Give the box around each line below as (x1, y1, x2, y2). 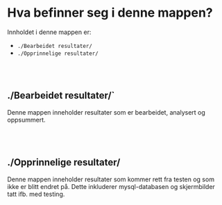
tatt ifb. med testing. (7, 190, 65, 198)
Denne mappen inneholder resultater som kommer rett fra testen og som (7, 175, 215, 183)
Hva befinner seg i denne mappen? (7, 5, 213, 21)
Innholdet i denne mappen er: (7, 28, 92, 36)
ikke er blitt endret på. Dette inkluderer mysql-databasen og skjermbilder (7, 182, 215, 190)
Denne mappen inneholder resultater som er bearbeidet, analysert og (7, 108, 206, 116)
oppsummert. (7, 115, 46, 124)
